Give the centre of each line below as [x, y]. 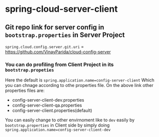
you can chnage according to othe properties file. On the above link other [79, 85]
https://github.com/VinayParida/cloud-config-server [58, 52]
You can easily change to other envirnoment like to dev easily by [70, 120]
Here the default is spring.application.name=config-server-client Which [80, 80]
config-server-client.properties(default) [52, 110]
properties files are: [25, 91]
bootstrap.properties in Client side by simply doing [57, 125]
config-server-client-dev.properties [48, 100]
